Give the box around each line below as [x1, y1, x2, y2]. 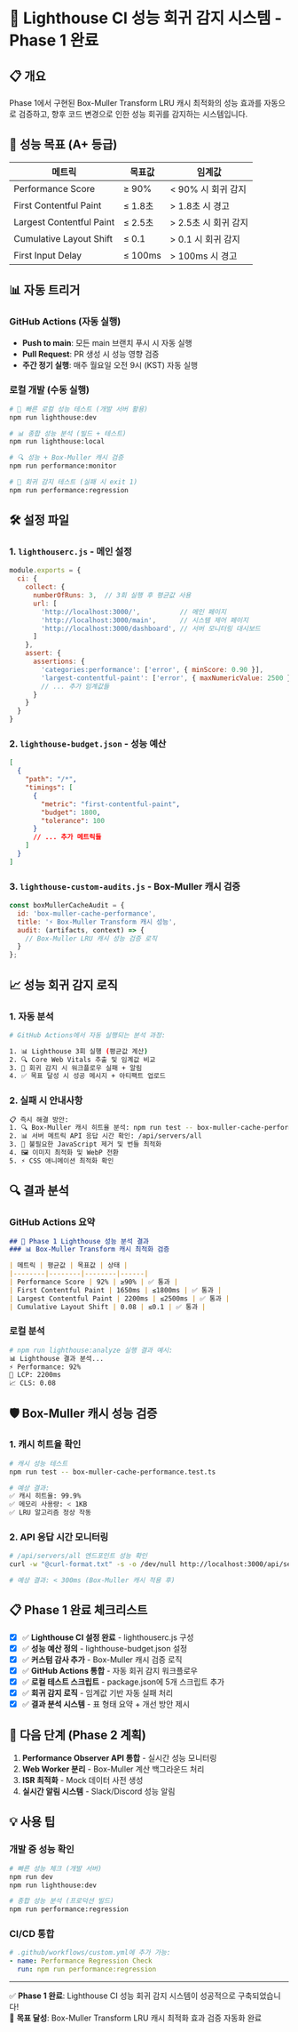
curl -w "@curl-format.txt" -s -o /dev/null [9, 1560, 176, 1569]
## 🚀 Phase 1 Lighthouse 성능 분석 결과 [9, 1236, 149, 1245]
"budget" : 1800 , [41, 808, 101, 817]
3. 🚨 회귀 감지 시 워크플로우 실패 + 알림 [9, 1063, 143, 1072]
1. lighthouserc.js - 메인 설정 [9, 546, 132, 558]
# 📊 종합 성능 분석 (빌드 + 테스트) [9, 428, 127, 438]
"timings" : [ [25, 783, 74, 792]
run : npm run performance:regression [17, 1965, 157, 1974]
